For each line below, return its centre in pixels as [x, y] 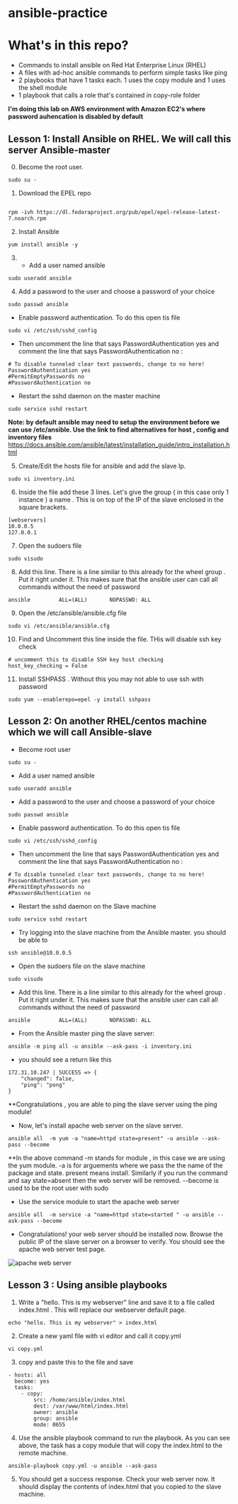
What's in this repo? [68, 46]
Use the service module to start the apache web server [99, 1201]
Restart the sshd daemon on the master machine [89, 395]
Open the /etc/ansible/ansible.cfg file [72, 613]
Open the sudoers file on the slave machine [82, 966]
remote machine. [43, 1453]
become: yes [32, 1381]
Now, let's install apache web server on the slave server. [101, 1126]
